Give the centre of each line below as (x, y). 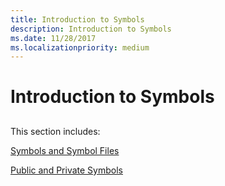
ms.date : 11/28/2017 (53, 38)
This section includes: (55, 131)
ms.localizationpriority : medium (80, 47)
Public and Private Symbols (66, 170)
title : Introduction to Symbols (77, 19)
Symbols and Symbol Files (65, 150)
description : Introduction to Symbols (91, 29)
